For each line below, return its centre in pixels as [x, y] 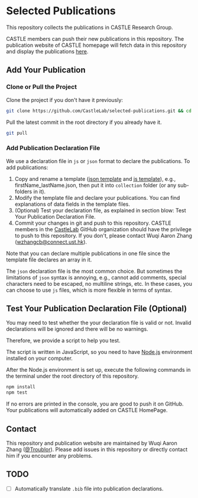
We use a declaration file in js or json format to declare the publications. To [98, 161]
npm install [21, 387]
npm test [17, 392]
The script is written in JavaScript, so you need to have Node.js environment [99, 352]
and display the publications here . [47, 51]
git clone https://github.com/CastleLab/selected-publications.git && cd [99, 111]
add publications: [27, 167]
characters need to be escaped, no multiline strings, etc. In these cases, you [99, 283]
